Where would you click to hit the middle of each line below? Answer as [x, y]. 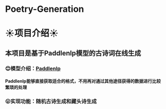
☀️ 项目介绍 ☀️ [32, 33]
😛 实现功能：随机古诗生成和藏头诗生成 [51, 102]
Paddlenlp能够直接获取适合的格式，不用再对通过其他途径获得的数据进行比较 [83, 81]
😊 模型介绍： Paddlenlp [33, 68]
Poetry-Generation [45, 9]
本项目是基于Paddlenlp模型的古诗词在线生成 [73, 53]
